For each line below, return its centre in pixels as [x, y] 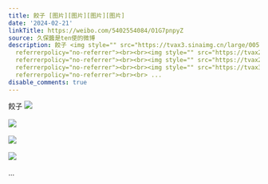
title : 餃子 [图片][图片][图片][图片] [67, 16]
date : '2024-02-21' [41, 23]
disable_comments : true [48, 82]
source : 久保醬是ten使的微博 [52, 38]
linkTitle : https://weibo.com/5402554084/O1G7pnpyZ [96, 30]
